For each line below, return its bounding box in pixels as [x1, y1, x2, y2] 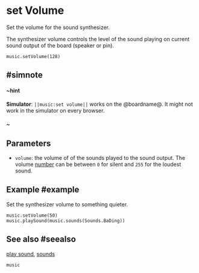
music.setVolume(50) [6, 212, 58, 219]
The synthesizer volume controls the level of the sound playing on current [6, 35, 190, 42]
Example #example [6, 185, 80, 195]
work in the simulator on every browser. [6, 107, 105, 114]
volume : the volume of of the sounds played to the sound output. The [14, 154, 186, 161]
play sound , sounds [6, 250, 55, 257]
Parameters [6, 138, 51, 148]
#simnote [6, 70, 43, 81]
